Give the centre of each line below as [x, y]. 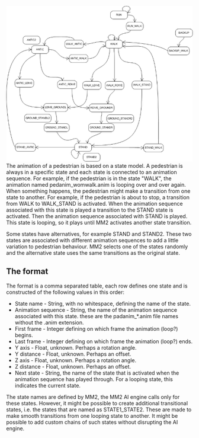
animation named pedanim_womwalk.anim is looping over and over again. [96, 185]
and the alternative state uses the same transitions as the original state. [93, 253]
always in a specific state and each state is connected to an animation [92, 172]
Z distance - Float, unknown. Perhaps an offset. [73, 366]
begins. [24, 335]
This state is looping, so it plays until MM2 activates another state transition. [99, 223]
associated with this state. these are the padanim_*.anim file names [97, 316]
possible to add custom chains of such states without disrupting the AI [92, 422]
